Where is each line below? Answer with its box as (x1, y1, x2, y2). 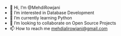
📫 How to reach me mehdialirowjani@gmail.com (9, 26, 108, 31)
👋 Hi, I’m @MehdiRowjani (9, 5, 60, 10)
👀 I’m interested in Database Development (9, 10, 94, 16)
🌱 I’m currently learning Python (9, 15, 72, 20)
